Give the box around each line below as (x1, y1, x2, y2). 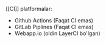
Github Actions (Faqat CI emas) (14, 17, 94, 24)
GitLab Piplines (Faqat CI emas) (14, 24, 94, 30)
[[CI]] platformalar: (5, 5, 52, 12)
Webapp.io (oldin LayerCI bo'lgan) (14, 30, 101, 37)
